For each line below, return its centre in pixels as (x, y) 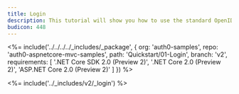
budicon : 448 (27, 27)
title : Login (27, 14)
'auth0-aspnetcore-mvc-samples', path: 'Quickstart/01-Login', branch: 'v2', (117, 54)
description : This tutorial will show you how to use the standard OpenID (121, 20)
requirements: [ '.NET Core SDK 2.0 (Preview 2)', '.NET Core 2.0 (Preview (114, 62)
